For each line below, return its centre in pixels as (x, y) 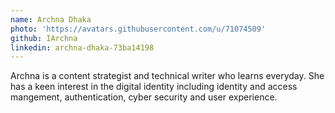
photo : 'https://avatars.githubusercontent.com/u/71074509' (138, 29)
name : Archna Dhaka (51, 19)
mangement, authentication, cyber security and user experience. (144, 97)
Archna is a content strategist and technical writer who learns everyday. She (167, 76)
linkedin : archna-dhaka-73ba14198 (82, 47)
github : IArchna (44, 38)
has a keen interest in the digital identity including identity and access (154, 87)
